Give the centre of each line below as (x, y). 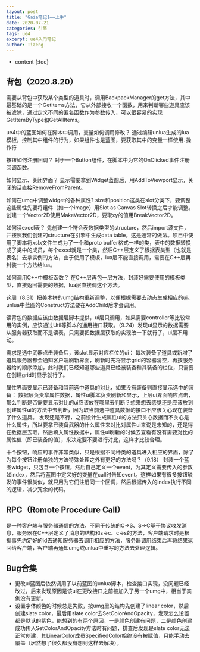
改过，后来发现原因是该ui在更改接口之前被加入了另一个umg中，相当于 (101, 591)
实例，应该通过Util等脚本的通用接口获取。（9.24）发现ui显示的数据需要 (103, 325)
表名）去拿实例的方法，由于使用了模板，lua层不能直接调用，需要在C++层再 (99, 257)
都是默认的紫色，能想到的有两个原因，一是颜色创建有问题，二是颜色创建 (103, 621)
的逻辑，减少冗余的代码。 (37, 489)
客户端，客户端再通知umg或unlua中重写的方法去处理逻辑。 (89, 547)
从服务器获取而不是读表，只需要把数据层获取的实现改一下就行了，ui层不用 (97, 332)
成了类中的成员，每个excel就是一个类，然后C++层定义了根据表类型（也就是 (99, 250)
